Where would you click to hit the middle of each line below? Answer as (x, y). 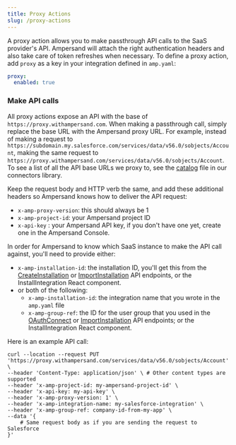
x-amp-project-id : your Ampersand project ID (84, 217)
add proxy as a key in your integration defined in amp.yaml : (92, 63)
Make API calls (33, 101)
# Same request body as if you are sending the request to (109, 422)
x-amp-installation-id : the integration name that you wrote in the (124, 297)
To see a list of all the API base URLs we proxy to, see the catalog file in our (117, 168)
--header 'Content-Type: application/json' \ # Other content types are (117, 373)
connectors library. (35, 175)
